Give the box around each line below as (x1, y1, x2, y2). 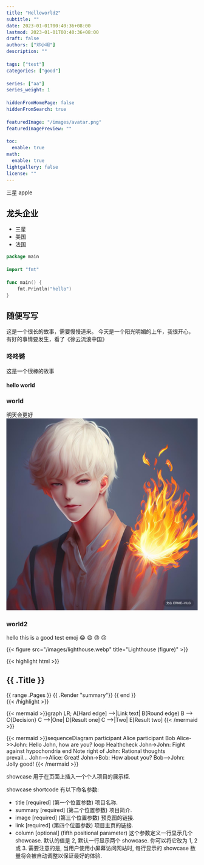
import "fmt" (6, 267, 39, 273)
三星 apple (6, 189, 33, 196)
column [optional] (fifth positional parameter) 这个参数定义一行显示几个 (15, 829, 193, 836)
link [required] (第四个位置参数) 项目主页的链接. (15, 821, 134, 828)
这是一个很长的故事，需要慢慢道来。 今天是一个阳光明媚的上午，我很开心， (6, 328, 194, 335)
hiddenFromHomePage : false (6, 100, 75, 106)
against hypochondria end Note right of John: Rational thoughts (6, 747, 166, 755)
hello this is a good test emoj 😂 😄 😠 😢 (6, 634, 107, 641)
